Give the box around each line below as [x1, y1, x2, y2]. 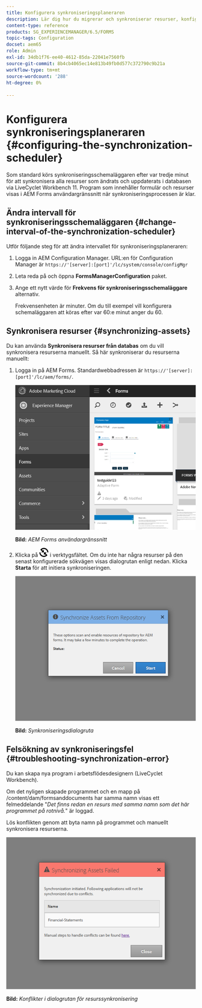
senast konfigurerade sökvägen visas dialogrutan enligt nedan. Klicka [14, 558, 188, 565]
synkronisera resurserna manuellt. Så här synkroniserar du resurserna [6, 348, 180, 356]
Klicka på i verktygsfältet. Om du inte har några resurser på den [14, 551, 183, 558]
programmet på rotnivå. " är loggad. [6, 807, 94, 814]
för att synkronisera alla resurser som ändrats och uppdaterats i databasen [6, 178, 191, 185]
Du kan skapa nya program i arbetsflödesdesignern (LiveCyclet [6, 769, 163, 777]
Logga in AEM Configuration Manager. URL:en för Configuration [14, 254, 173, 262]
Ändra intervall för [6, 208, 76, 218]
